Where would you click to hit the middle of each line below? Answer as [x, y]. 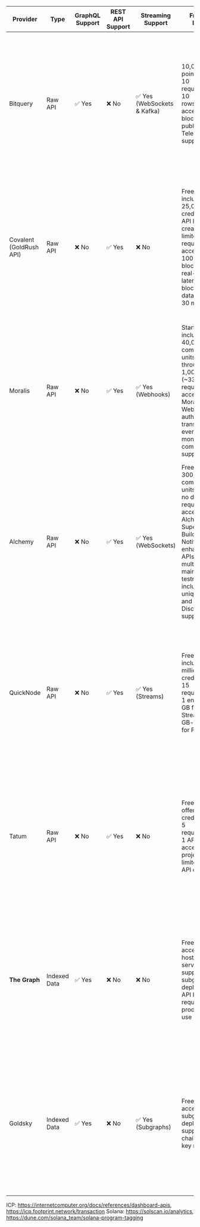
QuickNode [25, 693]
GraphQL [88, 15]
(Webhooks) [153, 394]
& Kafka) [148, 111]
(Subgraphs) [154, 1127]
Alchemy [21, 542]
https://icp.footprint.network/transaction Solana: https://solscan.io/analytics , [100, 1211]
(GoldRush [24, 247]
